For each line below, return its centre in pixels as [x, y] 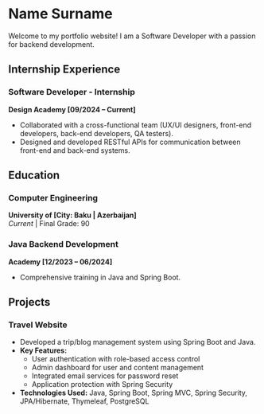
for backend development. [52, 44]
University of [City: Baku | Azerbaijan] [72, 215]
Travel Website [38, 325]
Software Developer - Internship [72, 92]
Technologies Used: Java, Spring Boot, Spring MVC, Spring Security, [134, 393]
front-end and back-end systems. [75, 150]
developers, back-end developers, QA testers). [96, 133]
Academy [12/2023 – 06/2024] [60, 262]
